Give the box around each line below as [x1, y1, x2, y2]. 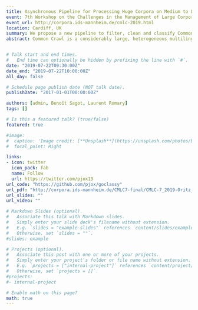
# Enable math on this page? [6, 289, 78, 296]
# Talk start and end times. [6, 52, 78, 58]
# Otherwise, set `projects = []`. [6, 268, 99, 274]
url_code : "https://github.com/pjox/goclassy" [6, 181, 123, 187]
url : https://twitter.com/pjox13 [11, 176, 94, 182]
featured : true [6, 122, 44, 128]
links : [6, 154, 22, 160]
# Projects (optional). [6, 246, 65, 252]
